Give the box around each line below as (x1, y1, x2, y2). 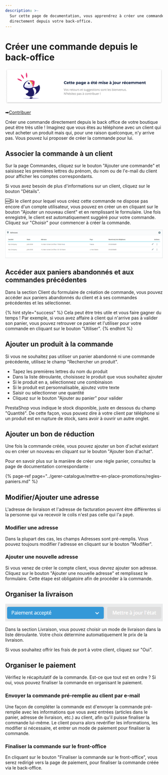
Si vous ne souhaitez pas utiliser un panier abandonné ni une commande (5, 353, 155, 359)
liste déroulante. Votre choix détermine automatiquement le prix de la (5, 632, 147, 638)
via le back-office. (5, 765, 42, 771)
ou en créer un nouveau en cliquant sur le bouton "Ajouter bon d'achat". (5, 449, 153, 455)
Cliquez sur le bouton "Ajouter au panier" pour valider (12, 395, 123, 401)
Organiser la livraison (5, 590, 73, 599)
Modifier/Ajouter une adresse (5, 493, 99, 501)
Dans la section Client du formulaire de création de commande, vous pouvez (5, 289, 163, 295)
